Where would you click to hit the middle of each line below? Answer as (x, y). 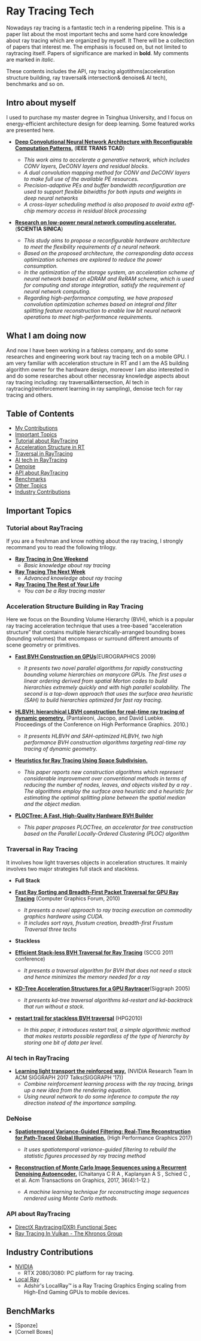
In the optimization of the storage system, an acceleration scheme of (109, 272)
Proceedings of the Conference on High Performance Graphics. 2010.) (102, 725)
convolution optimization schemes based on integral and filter (100, 304)
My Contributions (36, 428)
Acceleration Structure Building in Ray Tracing (75, 606)
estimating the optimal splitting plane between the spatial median (105, 798)
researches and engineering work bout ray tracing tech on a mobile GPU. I (98, 357)
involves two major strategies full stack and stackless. (73, 869)
